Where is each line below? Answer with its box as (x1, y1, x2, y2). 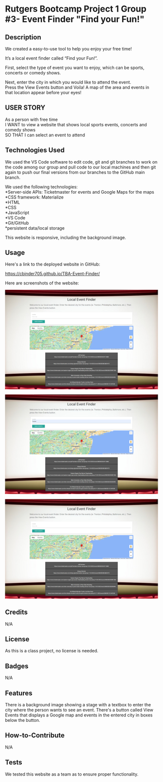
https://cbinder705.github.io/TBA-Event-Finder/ (5, 271, 100, 277)
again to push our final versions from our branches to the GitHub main (5, 169, 145, 175)
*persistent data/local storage (5, 225, 65, 231)
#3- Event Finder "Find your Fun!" (5, 14, 145, 25)
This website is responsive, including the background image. (5, 234, 126, 240)
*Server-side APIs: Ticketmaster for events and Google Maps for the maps (5, 189, 154, 195)
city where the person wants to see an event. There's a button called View (5, 707, 154, 713)
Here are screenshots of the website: (5, 280, 79, 286)
